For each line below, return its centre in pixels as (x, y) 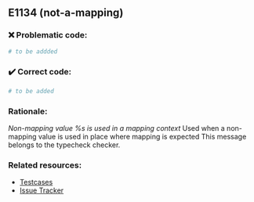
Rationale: (28, 111)
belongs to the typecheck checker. (64, 145)
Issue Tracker (42, 190)
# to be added (31, 91)
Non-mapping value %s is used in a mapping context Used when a (116, 128)
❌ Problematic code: (48, 35)
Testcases (36, 182)
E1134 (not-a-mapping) (66, 13)
